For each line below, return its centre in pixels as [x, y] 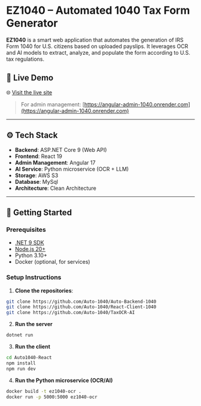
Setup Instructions [34, 277]
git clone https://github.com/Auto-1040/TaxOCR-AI [71, 313]
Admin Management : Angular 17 [55, 162]
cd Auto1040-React [29, 358]
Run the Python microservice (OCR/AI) [64, 380]
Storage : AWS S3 [36, 175]
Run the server [33, 324]
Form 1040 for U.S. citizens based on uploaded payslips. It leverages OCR [97, 46]
